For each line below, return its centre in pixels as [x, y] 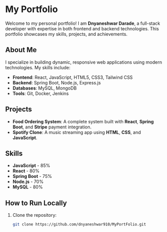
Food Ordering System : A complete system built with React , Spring [83, 121]
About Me [21, 50]
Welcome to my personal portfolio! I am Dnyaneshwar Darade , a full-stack [83, 23]
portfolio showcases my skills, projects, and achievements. [66, 34]
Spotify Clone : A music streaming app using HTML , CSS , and [77, 132]
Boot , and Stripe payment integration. [52, 127]
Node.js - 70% [28, 182]
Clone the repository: [35, 215]
